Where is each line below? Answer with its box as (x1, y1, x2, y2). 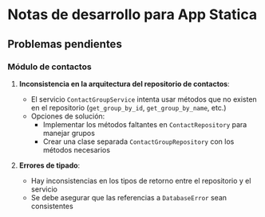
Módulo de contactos (7, 61, 93, 72)
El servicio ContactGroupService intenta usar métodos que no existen (30, 94, 257, 104)
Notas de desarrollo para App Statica (7, 6, 257, 24)
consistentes (30, 201, 73, 211)
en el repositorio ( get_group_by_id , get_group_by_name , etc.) (30, 103, 227, 112)
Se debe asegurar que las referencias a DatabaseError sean (30, 192, 227, 202)
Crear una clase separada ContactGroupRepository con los (42, 137, 235, 146)
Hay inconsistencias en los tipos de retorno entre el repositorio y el (30, 176, 251, 185)
